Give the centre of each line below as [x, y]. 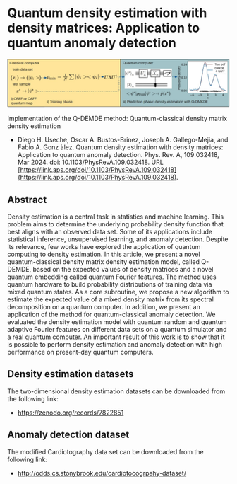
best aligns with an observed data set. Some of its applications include [110, 232]
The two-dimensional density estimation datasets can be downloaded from [116, 391]
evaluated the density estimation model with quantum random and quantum [117, 322]
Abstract [27, 200]
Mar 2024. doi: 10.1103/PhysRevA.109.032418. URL [90, 162]
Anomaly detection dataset [68, 435]
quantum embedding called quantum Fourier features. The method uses [112, 277]
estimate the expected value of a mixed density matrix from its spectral [110, 299]
